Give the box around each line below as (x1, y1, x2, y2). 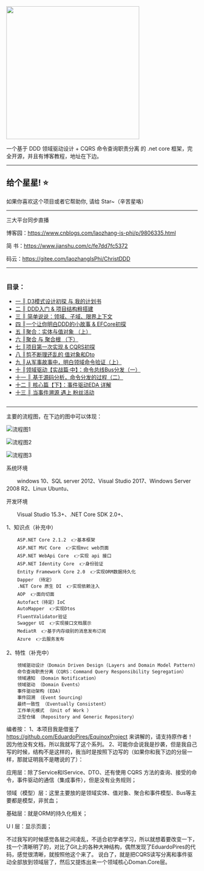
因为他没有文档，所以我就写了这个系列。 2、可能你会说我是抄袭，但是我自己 (6, 741, 197, 748)
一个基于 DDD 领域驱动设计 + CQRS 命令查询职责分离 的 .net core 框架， (6, 145, 188, 152)
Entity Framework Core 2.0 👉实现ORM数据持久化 (17, 569, 137, 575)
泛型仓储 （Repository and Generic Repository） (17, 714, 137, 720)
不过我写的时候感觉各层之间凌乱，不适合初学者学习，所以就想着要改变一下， (6, 836, 198, 843)
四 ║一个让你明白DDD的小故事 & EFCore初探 (15, 320, 126, 328)
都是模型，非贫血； (11, 797, 59, 804)
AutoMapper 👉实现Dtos (17, 606, 76, 612)
